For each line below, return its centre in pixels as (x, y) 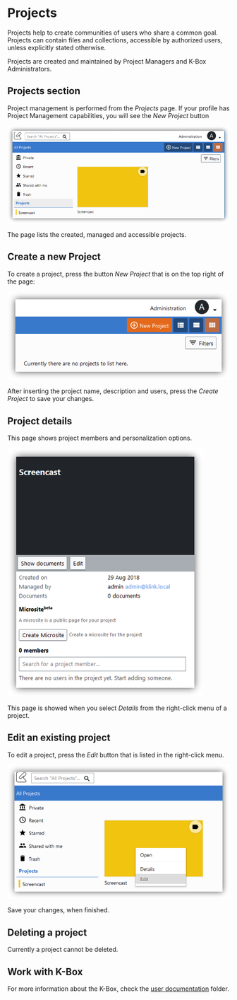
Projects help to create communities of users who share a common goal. (113, 33)
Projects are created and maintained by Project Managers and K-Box (107, 61)
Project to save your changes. (50, 399)
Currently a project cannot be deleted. (63, 950)
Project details (40, 421)
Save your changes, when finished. (59, 910)
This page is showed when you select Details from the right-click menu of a (117, 708)
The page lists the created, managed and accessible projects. (97, 235)
